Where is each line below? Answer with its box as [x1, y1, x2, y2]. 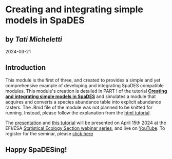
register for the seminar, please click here [5, 130, 93, 136]
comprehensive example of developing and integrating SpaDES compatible [5, 82, 164, 88]
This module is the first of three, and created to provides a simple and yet [5, 77, 161, 83]
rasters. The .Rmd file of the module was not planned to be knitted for [5, 104, 153, 110]
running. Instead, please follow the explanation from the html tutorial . [5, 109, 151, 116]
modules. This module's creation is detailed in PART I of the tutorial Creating [5, 88, 167, 94]
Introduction [5, 63, 46, 72]
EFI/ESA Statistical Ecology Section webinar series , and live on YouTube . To [5, 125, 165, 131]
